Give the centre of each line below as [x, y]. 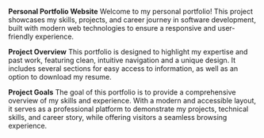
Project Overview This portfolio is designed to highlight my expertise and [128, 52]
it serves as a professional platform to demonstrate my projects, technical [128, 109]
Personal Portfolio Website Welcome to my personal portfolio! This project [131, 11]
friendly [21, 36]
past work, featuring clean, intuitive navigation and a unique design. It [122, 60]
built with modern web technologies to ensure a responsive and [112, 28]
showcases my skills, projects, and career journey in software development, [132, 20]
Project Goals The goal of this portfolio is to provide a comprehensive [122, 92]
